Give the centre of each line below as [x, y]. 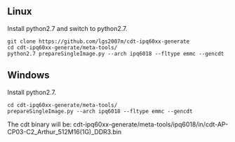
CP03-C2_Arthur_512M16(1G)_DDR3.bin [65, 131]
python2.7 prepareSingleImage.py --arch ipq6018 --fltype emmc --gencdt [116, 53]
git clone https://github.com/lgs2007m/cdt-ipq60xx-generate [99, 41]
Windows [28, 76]
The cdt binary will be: [40, 124]
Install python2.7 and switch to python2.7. [67, 28]
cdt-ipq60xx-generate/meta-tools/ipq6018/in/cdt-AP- [151, 124]
